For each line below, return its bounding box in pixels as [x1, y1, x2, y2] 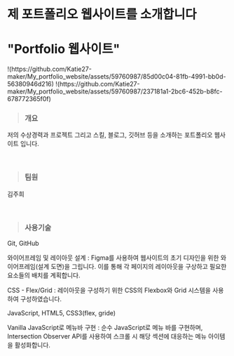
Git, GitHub [7, 239, 40, 248]
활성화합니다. [14, 341, 51, 350]
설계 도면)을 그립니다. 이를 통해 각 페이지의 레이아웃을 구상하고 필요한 [37, 263, 227, 271]
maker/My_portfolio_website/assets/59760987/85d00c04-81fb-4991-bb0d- [7, 72, 226, 81]
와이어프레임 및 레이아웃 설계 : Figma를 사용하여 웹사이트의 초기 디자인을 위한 [7, 253, 219, 262]
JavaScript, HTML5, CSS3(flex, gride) [7, 309, 116, 317]
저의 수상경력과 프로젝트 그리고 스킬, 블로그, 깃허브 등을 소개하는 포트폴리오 [7, 131, 213, 139]
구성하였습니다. [20, 295, 62, 303]
